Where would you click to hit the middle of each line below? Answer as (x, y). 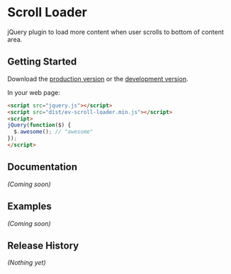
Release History (43, 245)
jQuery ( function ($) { (39, 125)
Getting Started (42, 62)
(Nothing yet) (27, 263)
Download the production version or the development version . (98, 79)
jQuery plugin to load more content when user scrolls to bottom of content (116, 32)
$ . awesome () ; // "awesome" (53, 132)
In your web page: (34, 92)
